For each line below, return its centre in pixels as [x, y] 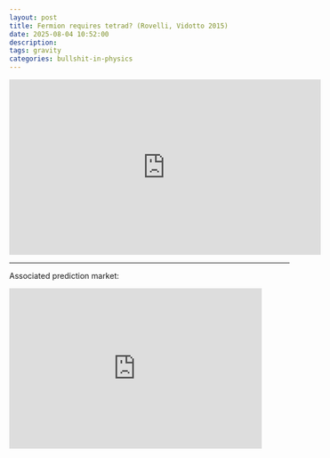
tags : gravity [36, 51]
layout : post [33, 17]
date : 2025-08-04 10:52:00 [59, 34]
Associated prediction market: [64, 276]
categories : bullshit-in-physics [71, 59]
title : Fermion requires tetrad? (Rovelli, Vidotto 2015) [119, 26]
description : [33, 42]
